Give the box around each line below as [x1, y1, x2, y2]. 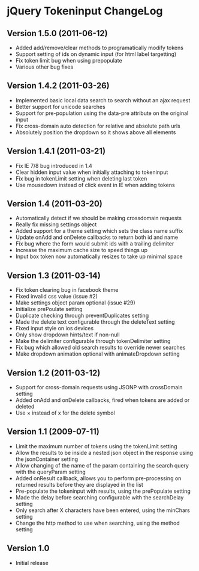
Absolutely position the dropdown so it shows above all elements [15, 128, 176, 136]
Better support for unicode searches [15, 103, 105, 110]
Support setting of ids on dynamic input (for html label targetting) [15, 51, 177, 58]
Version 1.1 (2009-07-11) [7, 427, 99, 437]
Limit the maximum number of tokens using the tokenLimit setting [15, 442, 177, 449]
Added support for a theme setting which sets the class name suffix [15, 227, 183, 235]
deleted [15, 403, 35, 410]
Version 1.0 [7, 543, 50, 554]
